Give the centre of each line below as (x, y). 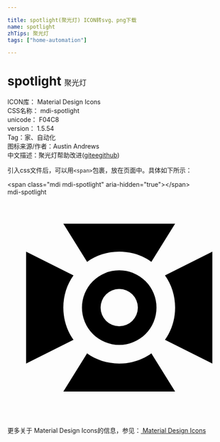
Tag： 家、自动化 (32, 138)
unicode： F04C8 (33, 120)
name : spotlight (31, 27)
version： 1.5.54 (31, 129)
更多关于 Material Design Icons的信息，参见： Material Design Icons (107, 431)
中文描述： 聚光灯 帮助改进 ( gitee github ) (64, 155)
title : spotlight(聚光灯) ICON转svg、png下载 (72, 20)
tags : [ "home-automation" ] (47, 40)
